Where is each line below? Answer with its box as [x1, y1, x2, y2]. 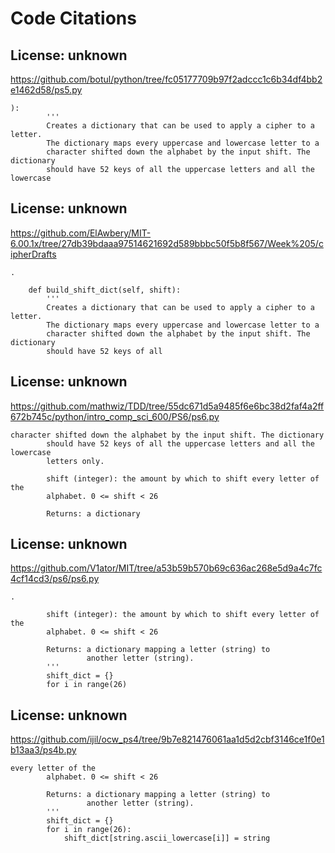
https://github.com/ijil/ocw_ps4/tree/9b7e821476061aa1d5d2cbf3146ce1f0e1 [10, 733, 325, 746]
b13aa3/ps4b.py [10, 744, 77, 756]
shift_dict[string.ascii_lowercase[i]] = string [63, 833, 271, 844]
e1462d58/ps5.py [10, 84, 83, 96]
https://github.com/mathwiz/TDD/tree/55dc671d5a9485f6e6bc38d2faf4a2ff [10, 400, 325, 412]
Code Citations [10, 7, 137, 30]
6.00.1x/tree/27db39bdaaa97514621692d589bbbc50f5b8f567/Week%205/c [10, 237, 324, 249]
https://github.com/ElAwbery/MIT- [10, 227, 152, 239]
